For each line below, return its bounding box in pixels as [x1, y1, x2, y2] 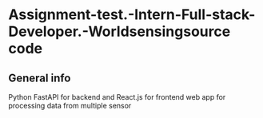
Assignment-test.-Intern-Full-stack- [8, 6, 256, 24]
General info [8, 71, 71, 85]
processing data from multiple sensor [8, 101, 132, 110]
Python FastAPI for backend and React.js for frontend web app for [8, 92, 226, 101]
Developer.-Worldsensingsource [8, 22, 231, 41]
